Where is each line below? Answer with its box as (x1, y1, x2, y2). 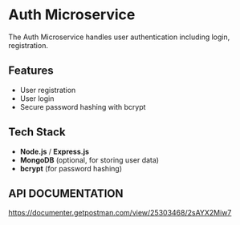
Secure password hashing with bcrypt (19, 102, 146, 111)
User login (19, 94, 55, 103)
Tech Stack (8, 126, 66, 139)
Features (8, 64, 54, 78)
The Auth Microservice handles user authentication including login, (8, 32, 230, 42)
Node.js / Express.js (19, 147, 90, 156)
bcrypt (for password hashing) (19, 163, 123, 173)
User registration (19, 85, 76, 94)
